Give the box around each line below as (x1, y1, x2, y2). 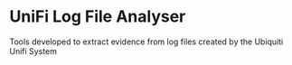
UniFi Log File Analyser (9, 6, 186, 27)
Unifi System (9, 45, 57, 56)
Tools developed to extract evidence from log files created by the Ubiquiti (9, 36, 284, 47)
